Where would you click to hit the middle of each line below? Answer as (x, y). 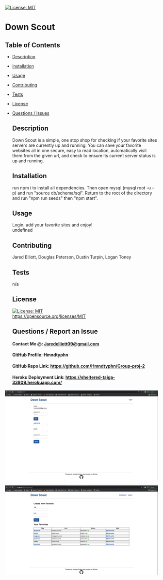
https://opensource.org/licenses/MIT (49, 316)
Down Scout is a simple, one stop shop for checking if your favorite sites (84, 140)
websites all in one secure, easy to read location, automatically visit (79, 150)
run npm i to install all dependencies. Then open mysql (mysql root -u (81, 188)
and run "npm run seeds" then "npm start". (55, 198)
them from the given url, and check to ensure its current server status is (84, 155)
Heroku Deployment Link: (38, 377)
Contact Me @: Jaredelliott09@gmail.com (56, 344)
